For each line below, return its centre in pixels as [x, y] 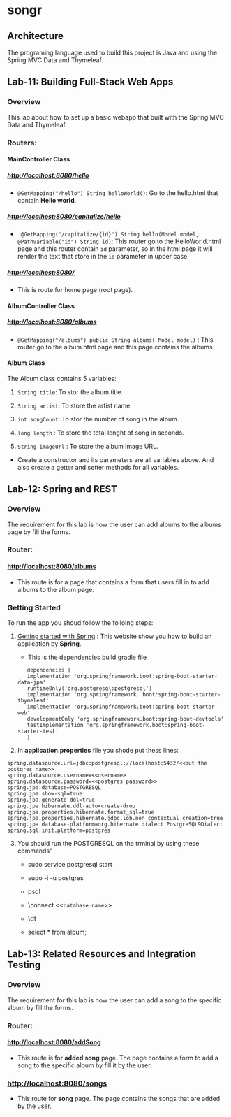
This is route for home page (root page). [75, 290]
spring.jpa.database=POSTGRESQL [54, 787]
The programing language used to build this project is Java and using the [112, 52]
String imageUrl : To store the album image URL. [88, 446]
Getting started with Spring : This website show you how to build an [114, 636]
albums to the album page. [55, 589]
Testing [24, 965]
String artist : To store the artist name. [75, 405]
